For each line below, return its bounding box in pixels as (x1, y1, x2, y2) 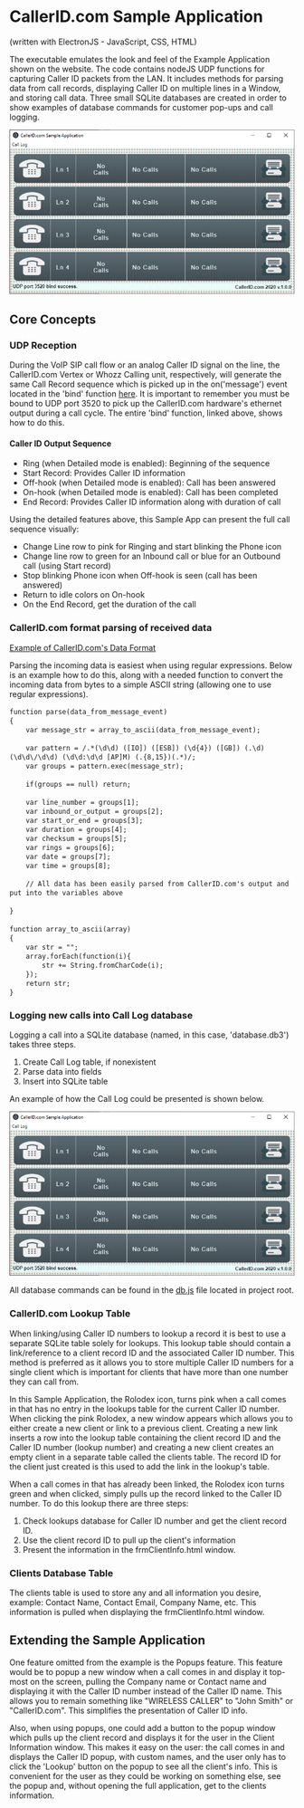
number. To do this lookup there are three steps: (9, 1497, 189, 1508)
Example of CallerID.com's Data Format (9, 642, 157, 653)
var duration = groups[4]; (25, 825, 128, 834)
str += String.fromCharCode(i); (42, 961, 165, 970)
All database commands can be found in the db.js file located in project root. (9, 1285, 294, 1296)
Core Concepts (9, 311, 97, 327)
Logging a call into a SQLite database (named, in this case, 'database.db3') (9, 1029, 290, 1040)
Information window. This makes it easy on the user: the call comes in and (9, 1741, 285, 1753)
